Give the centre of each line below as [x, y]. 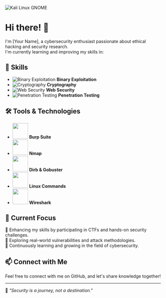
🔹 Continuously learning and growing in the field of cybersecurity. [72, 246]
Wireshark [40, 202]
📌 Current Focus [31, 218]
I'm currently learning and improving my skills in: [54, 51]
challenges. [17, 235]
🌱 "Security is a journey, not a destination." [49, 291]
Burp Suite [40, 137]
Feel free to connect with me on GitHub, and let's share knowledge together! [83, 276]
